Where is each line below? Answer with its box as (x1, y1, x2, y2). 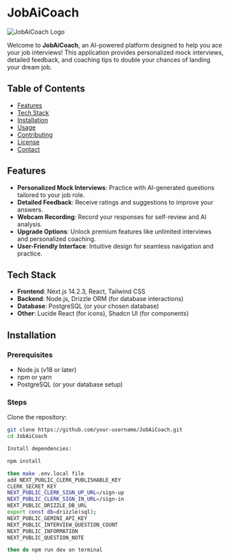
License (16, 138, 40, 146)
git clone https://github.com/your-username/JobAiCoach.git (7, 426, 183, 433)
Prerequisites (7, 350, 53, 360)
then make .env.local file (7, 470, 84, 477)
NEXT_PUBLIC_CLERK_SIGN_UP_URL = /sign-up (7, 489, 125, 497)
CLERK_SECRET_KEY (7, 483, 57, 490)
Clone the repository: (7, 413, 67, 422)
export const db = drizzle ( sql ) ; (7, 508, 97, 516)
